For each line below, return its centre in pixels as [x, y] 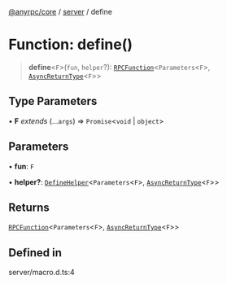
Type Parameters [53, 101]
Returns [29, 207]
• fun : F [21, 166]
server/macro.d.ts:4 [41, 273]
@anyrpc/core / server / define [60, 12]
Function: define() [70, 45]
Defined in [35, 253]
